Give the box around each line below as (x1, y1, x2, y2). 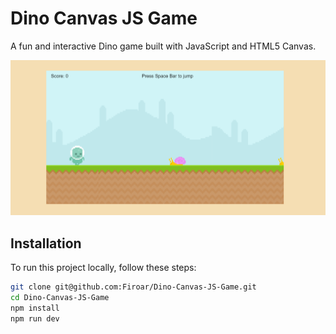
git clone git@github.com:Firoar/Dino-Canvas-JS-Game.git (10, 282, 257, 292)
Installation (10, 235, 82, 252)
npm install (10, 303, 60, 313)
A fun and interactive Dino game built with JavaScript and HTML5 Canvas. (10, 40, 317, 52)
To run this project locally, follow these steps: (10, 262, 197, 274)
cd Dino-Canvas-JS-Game (10, 292, 110, 302)
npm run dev (10, 313, 60, 324)
